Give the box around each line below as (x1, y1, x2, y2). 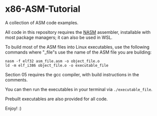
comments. (5, 77, 28, 83)
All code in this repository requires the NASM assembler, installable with (5, 29, 151, 35)
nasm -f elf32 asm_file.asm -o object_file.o (5, 58, 100, 63)
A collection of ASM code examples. (5, 20, 78, 26)
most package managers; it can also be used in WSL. (5, 34, 113, 40)
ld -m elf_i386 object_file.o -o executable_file (5, 63, 109, 68)
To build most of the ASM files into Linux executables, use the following (5, 44, 150, 50)
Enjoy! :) (5, 105, 22, 111)
